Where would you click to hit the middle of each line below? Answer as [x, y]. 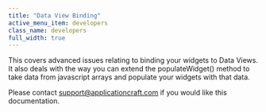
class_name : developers [48, 30]
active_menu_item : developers [58, 23]
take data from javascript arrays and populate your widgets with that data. [129, 77]
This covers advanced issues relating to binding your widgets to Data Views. [133, 60]
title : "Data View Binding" [55, 15]
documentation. [34, 101]
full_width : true [37, 38]
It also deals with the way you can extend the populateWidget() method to [129, 69]
